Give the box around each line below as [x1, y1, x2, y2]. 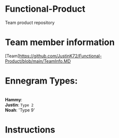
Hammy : [5, 96, 23, 102]
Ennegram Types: [5, 75, 78, 87]
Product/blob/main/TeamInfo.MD [5, 58, 71, 64]
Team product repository [5, 20, 55, 25]
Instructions [5, 124, 55, 135]
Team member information [5, 37, 115, 48]
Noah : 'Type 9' [5, 107, 35, 113]
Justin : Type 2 [5, 102, 34, 108]
